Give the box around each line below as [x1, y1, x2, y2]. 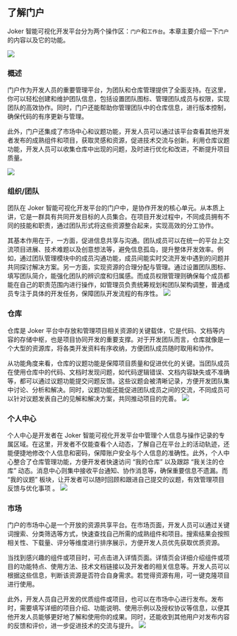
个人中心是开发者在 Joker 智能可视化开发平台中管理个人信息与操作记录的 [7, 431, 219, 440]
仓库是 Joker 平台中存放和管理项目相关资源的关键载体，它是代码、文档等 [7, 326, 219, 334]
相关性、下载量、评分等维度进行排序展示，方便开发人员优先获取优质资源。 [7, 538, 224, 547]
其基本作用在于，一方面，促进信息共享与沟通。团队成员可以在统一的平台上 [7, 236, 224, 245]
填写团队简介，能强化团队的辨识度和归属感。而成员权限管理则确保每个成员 [7, 271, 224, 281]
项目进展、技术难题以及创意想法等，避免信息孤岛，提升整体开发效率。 [13, 245, 217, 254]
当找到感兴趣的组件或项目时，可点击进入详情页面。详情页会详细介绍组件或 [7, 553, 224, 562]
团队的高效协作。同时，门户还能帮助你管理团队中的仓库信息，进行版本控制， [7, 103, 230, 112]
